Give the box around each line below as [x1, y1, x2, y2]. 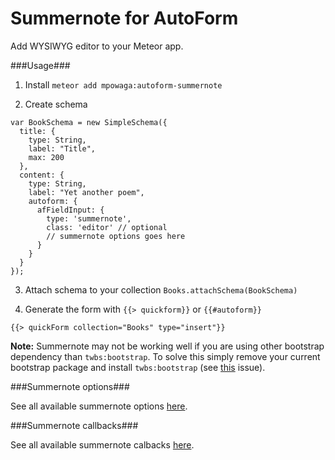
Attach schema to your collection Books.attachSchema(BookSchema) [24, 283, 298, 296]
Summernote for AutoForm [10, 7, 239, 30]
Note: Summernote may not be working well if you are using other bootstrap [10, 340, 325, 352]
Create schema [24, 98, 88, 110]
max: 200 [28, 152, 65, 162]
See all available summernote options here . [10, 400, 188, 412]
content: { [19, 170, 65, 180]
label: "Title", [28, 143, 97, 154]
